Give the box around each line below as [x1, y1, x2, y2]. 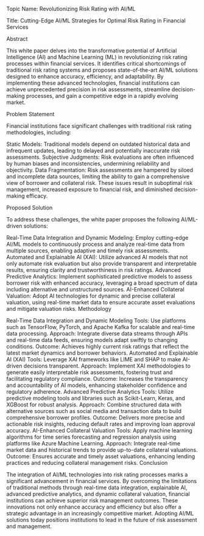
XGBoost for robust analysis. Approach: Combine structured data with [6, 401, 181, 408]
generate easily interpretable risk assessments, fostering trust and [6, 369, 173, 376]
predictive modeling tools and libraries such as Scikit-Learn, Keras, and [6, 395, 186, 402]
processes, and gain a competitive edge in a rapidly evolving [26, 92, 178, 99]
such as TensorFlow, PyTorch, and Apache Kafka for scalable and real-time [6, 324, 195, 330]
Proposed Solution [6, 204, 53, 211]
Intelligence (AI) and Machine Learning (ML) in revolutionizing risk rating [6, 54, 188, 60]
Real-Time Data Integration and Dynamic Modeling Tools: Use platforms [6, 317, 186, 324]
